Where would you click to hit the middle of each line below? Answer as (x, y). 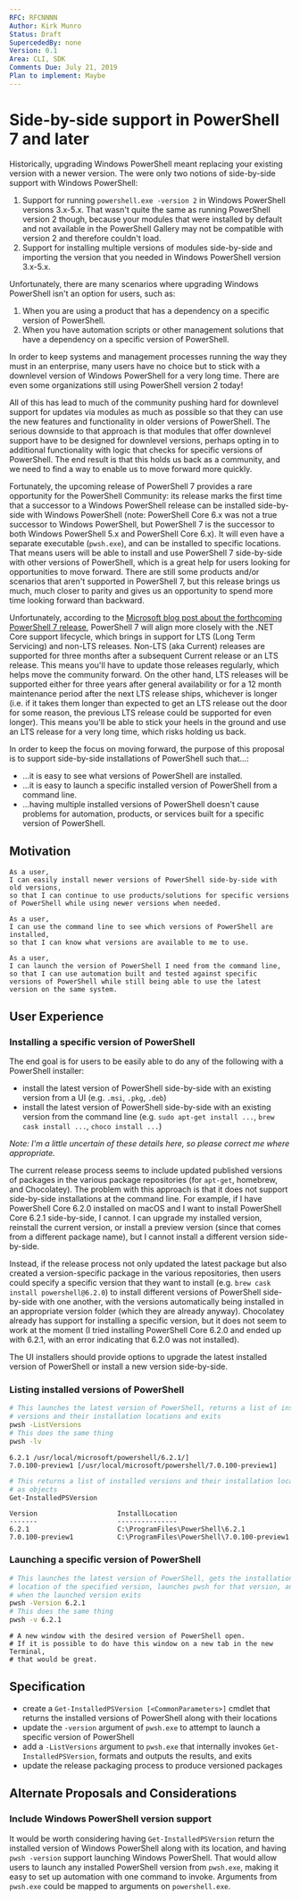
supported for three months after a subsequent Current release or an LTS (144, 655)
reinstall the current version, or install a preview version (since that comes (145, 1228)
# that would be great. (54, 1659)
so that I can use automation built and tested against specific (133, 974)
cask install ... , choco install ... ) (92, 1127)
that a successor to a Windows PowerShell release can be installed (133, 505)
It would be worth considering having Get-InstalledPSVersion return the (142, 1838)
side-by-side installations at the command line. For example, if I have (136, 1199)
